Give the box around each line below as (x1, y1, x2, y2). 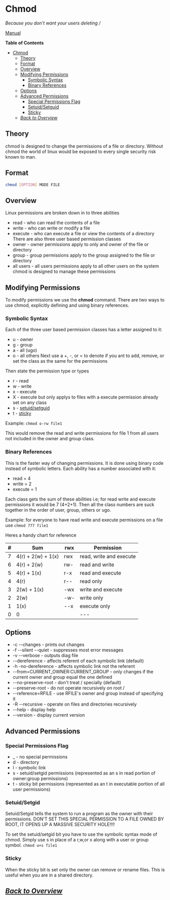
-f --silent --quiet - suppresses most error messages (12, 647, 123, 653)
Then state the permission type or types (5, 368, 89, 374)
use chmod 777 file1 (5, 522, 49, 528)
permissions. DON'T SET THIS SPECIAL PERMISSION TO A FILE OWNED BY (5, 816, 164, 822)
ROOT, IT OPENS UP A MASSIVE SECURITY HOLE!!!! (5, 821, 115, 828)
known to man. (5, 154, 37, 160)
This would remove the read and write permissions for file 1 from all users (5, 430, 159, 436)
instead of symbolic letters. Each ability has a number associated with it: (5, 465, 156, 471)
